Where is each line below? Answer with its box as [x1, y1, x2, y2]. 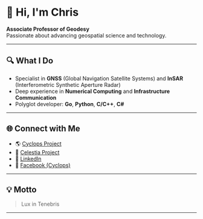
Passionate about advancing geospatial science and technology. [6, 31, 167, 39]
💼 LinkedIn [14, 155, 42, 162]
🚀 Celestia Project [14, 148, 60, 156]
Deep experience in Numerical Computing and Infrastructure [14, 87, 170, 95]
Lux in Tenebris [21, 200, 60, 208]
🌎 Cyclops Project [14, 140, 62, 147]
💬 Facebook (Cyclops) [14, 161, 71, 168]
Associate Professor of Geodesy [6, 25, 89, 33]
